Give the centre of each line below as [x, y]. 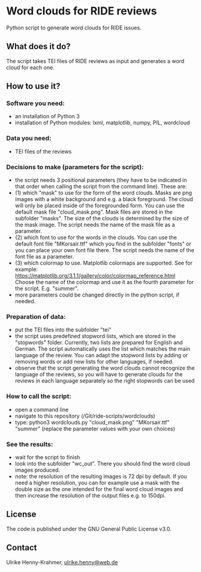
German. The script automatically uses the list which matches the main [102, 349]
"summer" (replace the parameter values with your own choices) [95, 429]
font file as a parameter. [44, 257]
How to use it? [33, 86]
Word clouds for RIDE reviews [82, 11]
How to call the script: [39, 396]
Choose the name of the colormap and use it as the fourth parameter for [104, 282]
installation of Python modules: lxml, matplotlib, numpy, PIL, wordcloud [102, 123]
